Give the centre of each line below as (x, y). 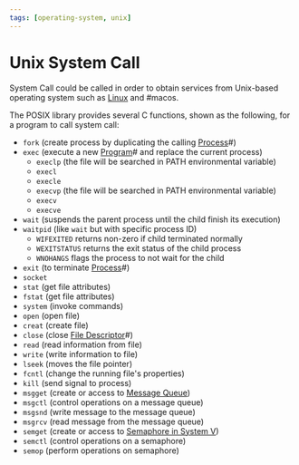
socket (35, 277)
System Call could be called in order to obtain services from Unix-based (144, 88)
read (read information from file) (82, 344)
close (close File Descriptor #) (78, 334)
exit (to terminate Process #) (76, 267)
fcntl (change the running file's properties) (104, 373)
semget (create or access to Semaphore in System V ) (121, 431)
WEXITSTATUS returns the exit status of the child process (139, 248)
